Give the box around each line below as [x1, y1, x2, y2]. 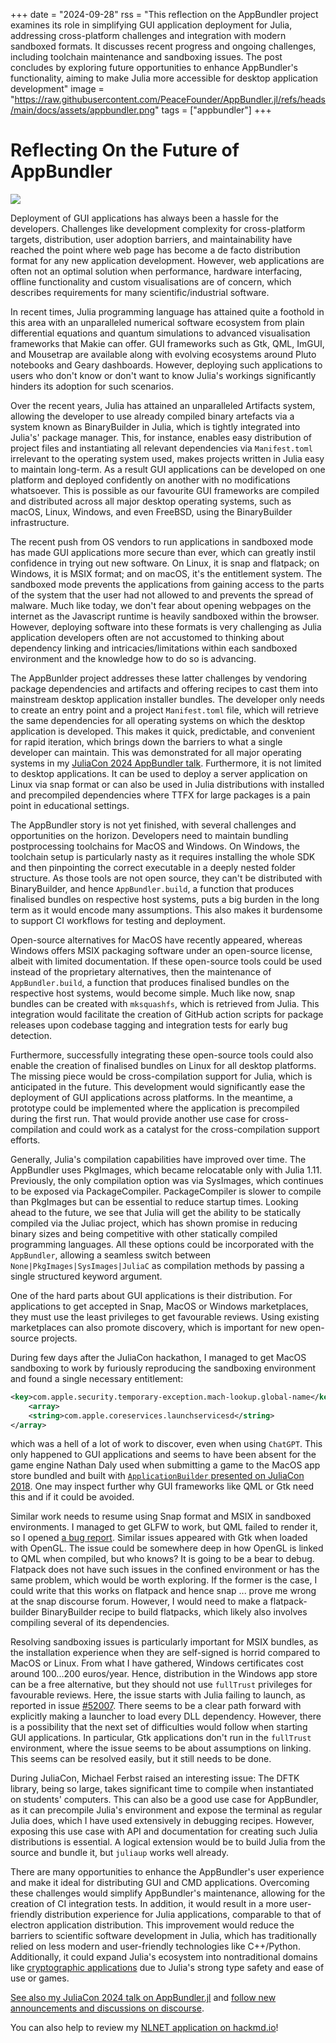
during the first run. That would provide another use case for [10, 1112, 260, 1124]
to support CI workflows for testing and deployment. [10, 914, 226, 926]
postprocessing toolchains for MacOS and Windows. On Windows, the [10, 840, 300, 852]
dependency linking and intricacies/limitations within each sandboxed [10, 642, 298, 654]
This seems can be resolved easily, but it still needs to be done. [10, 1753, 272, 1765]
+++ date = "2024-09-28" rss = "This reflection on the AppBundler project [10, 9, 319, 20]
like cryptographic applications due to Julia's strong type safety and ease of [10, 1962, 325, 1974]
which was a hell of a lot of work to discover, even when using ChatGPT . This [10, 1438, 323, 1450]
